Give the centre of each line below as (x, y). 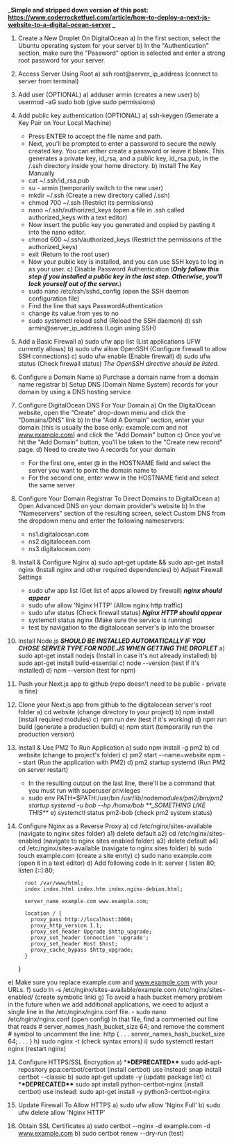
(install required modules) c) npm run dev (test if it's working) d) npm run (122, 719)
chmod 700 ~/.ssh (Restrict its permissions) (91, 203)
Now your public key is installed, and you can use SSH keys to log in (126, 262)
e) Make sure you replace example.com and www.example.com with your (113, 982)
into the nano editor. (57, 232)
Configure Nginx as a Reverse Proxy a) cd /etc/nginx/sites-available (115, 826)
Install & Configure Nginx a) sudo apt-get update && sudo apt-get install (121, 562)
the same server (52, 485)
